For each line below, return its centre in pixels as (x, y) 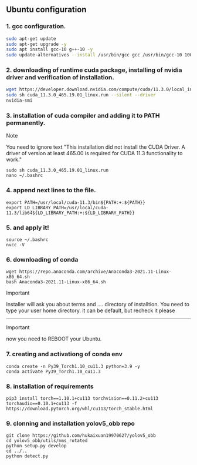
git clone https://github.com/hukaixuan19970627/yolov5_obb (81, 436)
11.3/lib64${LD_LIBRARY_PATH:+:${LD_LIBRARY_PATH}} (70, 213)
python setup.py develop (36, 446)
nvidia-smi (19, 101)
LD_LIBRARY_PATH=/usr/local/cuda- (67, 208)
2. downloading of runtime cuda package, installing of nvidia (94, 70)
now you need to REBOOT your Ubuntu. (54, 339)
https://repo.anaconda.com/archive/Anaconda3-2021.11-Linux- (95, 272)
